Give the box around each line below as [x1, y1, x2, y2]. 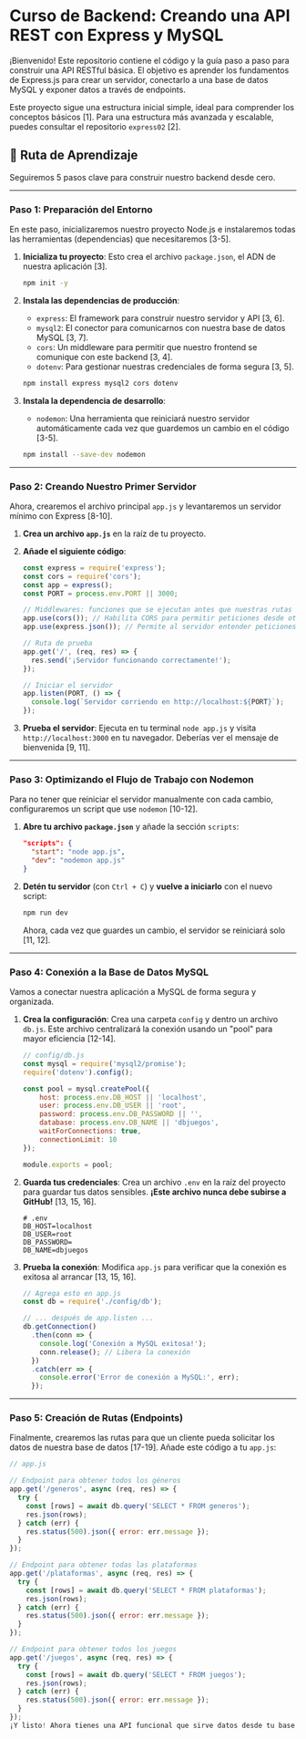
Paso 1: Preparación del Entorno [9, 202, 153, 215]
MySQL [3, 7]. [36, 332, 89, 343]
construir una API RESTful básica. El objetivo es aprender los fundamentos [9, 65, 290, 76]
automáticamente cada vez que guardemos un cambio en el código [36, 422, 290, 433]
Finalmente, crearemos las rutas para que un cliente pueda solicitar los [9, 1433, 275, 1444]
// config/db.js [22, 1051, 85, 1061]
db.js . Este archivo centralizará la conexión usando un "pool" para [22, 1023, 273, 1035]
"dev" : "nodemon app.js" [31, 856, 126, 865]
